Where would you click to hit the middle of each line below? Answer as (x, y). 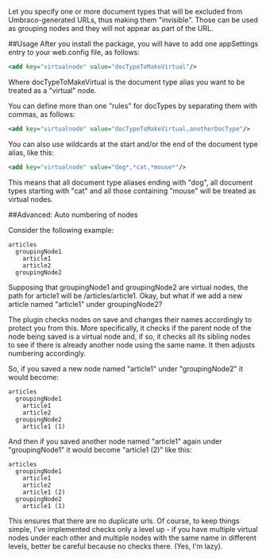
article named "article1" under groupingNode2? (85, 304)
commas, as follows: (42, 114)
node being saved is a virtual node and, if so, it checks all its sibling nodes (129, 336)
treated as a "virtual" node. (52, 90)
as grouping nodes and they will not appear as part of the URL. (111, 28)
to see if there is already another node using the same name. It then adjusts (132, 344)
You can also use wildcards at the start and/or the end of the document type (133, 144)
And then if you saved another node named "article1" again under (115, 441)
